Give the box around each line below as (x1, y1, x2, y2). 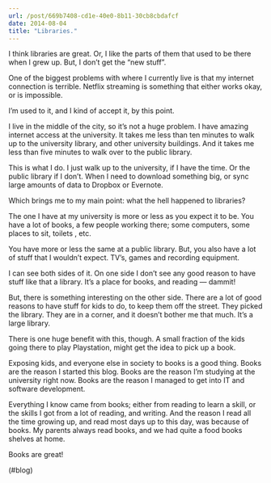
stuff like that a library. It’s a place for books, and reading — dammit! (8, 277, 236, 287)
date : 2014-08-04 (8, 19, 67, 27)
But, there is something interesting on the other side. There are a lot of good (8, 292, 262, 303)
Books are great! (8, 450, 64, 460)
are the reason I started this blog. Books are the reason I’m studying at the (8, 367, 256, 376)
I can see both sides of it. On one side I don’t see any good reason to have (8, 268, 256, 279)
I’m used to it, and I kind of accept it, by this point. (8, 106, 176, 115)
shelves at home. (8, 434, 66, 444)
